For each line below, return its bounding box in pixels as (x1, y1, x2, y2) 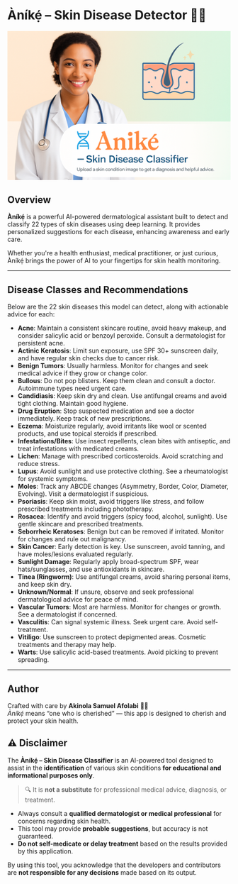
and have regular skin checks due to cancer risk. (17, 354, 160, 363)
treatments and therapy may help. (17, 641, 117, 649)
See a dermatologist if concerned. (17, 610, 118, 619)
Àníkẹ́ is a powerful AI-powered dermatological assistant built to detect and (7, 213, 229, 221)
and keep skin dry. (17, 580, 72, 589)
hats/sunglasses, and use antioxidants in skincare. (17, 565, 165, 574)
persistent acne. (17, 339, 65, 348)
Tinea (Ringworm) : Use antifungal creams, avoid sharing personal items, (17, 573, 231, 581)
